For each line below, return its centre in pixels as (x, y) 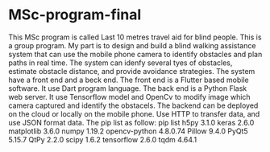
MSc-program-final (75, 15)
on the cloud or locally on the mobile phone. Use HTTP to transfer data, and (134, 113)
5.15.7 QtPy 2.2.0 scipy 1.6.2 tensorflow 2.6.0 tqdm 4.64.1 (103, 139)
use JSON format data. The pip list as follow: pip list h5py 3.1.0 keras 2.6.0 (131, 122)
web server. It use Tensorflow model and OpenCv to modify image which (130, 97)
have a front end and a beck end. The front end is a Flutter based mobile (129, 80)
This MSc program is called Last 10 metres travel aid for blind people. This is (135, 37)
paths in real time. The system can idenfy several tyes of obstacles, (120, 63)
